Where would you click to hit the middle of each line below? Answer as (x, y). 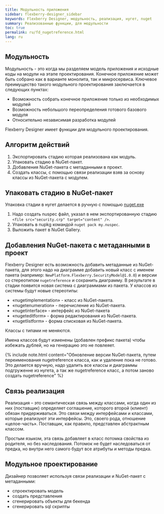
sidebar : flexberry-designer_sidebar (44, 14)
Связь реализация (35, 391)
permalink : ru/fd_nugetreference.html (45, 32)
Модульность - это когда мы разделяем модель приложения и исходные (82, 69)
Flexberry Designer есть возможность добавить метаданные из (71, 265)
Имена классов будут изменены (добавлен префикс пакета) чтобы (75, 340)
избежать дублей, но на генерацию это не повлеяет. (60, 345)
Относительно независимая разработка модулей (64, 120)
